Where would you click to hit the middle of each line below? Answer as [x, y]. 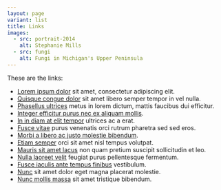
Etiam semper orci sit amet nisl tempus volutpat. [85, 142]
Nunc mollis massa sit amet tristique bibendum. [84, 179]
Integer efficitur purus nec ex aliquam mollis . [80, 113]
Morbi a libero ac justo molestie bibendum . [78, 135]
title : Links [26, 26]
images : [18, 33]
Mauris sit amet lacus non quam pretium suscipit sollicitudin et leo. [112, 149]
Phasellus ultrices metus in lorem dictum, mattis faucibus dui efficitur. [116, 106]
